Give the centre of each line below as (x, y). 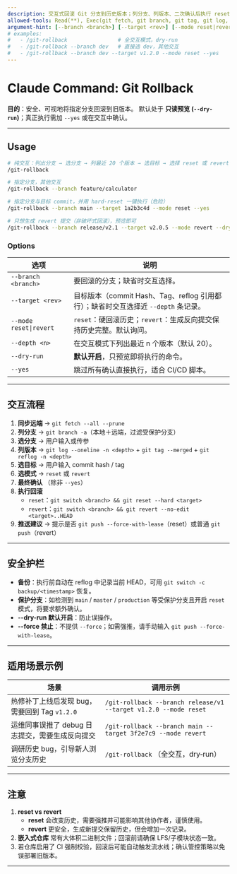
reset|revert (33, 328)
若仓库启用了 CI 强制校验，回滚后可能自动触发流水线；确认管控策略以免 (121, 847)
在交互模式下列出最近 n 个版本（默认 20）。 (145, 343)
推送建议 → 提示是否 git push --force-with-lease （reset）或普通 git (119, 524)
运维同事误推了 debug (47, 725)
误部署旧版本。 (39, 856)
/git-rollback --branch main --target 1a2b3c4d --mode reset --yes (109, 208)
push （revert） (39, 532)
